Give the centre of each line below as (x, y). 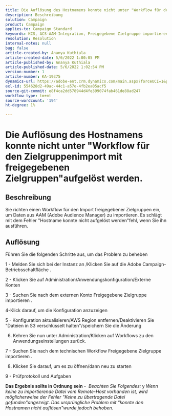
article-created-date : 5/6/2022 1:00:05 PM (52, 58)
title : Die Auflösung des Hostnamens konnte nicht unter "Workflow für (83, 10)
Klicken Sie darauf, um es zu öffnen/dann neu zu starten (72, 366)
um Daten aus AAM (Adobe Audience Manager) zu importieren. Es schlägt (84, 215)
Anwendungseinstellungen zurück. (49, 341)
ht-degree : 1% (20, 105)
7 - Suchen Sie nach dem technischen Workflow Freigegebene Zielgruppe (83, 351)
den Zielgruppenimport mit (64, 157)
